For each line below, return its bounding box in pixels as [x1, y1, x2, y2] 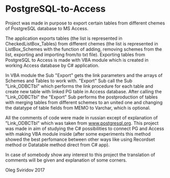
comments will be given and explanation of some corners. [5, 157, 127, 163]
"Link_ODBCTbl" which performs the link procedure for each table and [5, 83, 153, 89]
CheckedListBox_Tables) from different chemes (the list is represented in [5, 40, 158, 46]
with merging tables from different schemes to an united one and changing [5, 99, 163, 105]
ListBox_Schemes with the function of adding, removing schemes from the [5, 46, 162, 52]
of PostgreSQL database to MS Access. [5, 25, 88, 31]
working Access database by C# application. [5, 62, 100, 68]
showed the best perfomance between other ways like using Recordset [5, 136, 155, 142]
